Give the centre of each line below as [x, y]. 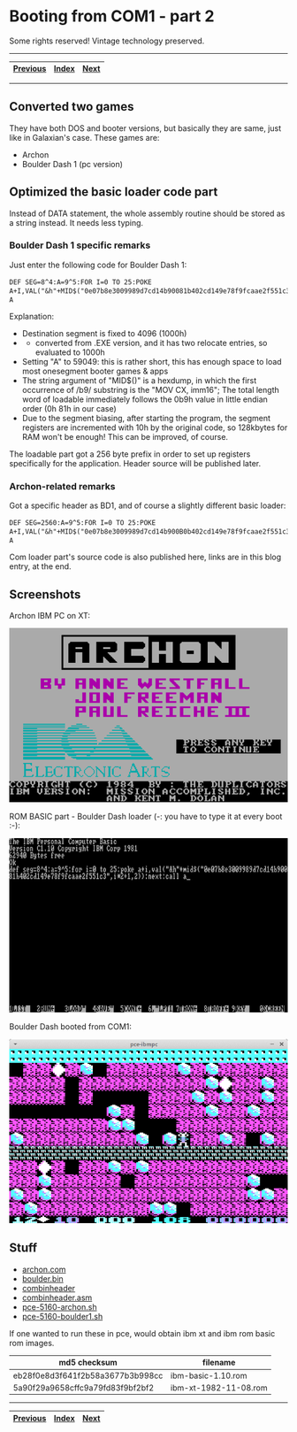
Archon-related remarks [62, 486]
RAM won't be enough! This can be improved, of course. [125, 436]
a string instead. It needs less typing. [76, 222]
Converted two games [72, 107]
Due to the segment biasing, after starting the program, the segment [146, 418]
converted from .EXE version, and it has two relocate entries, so [151, 343]
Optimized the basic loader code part [114, 192]
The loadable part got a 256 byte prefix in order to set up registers [130, 454]
